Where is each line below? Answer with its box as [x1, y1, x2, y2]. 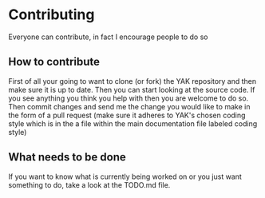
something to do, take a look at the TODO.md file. [8, 180, 171, 189]
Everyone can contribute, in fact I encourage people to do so [8, 32, 208, 42]
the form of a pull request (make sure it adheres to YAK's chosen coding [8, 110, 246, 120]
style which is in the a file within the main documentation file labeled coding [8, 118, 258, 129]
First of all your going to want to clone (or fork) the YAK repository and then [8, 76, 257, 85]
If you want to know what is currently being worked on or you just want [8, 172, 242, 181]
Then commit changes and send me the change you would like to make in [8, 101, 251, 111]
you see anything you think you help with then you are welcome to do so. [8, 93, 249, 103]
